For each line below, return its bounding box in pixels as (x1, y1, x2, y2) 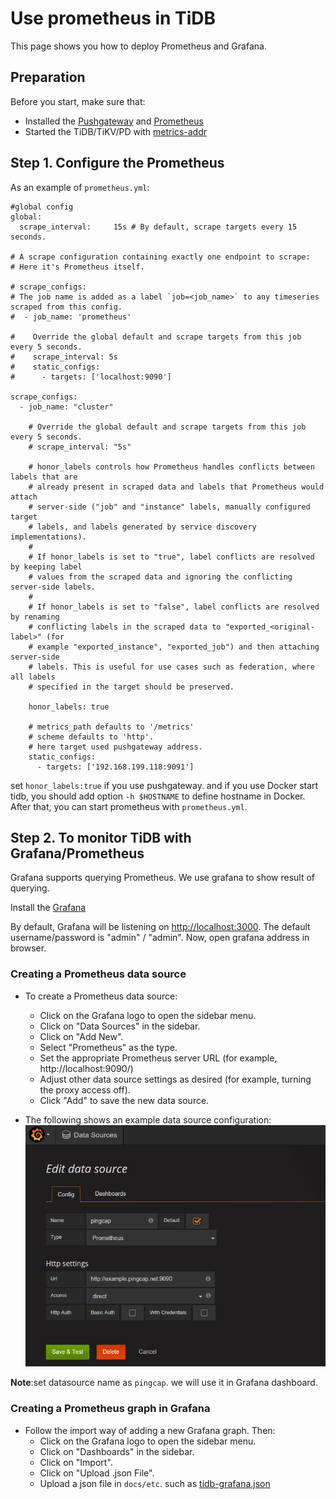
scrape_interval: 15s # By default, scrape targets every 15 (19, 222, 298, 232)
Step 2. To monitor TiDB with (10, 829, 192, 846)
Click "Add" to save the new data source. (39, 1094, 210, 1106)
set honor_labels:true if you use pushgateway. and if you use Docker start (10, 779, 319, 791)
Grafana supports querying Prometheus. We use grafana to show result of (10, 872, 316, 884)
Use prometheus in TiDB (10, 7, 217, 30)
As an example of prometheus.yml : (10, 181, 150, 193)
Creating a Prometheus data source (10, 967, 187, 981)
